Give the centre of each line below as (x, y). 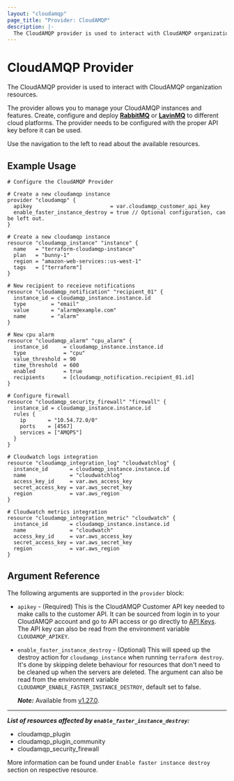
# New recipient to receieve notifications (71, 286)
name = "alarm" (46, 316)
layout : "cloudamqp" (37, 14)
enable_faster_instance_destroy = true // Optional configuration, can (120, 212)
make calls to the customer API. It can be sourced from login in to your (118, 614)
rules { (25, 414)
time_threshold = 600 (46, 365)
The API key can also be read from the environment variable (103, 629)
